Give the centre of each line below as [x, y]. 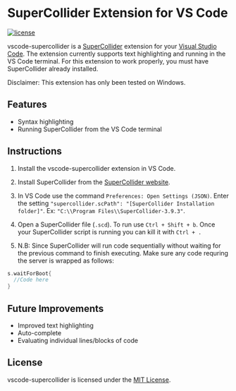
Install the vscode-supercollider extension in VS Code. [97, 168]
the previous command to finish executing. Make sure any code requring [123, 253]
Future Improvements [56, 308]
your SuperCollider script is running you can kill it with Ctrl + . [110, 231]
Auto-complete [39, 333]
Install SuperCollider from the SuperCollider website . [94, 182]
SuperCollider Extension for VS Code [118, 13]
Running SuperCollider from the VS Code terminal [89, 129]
